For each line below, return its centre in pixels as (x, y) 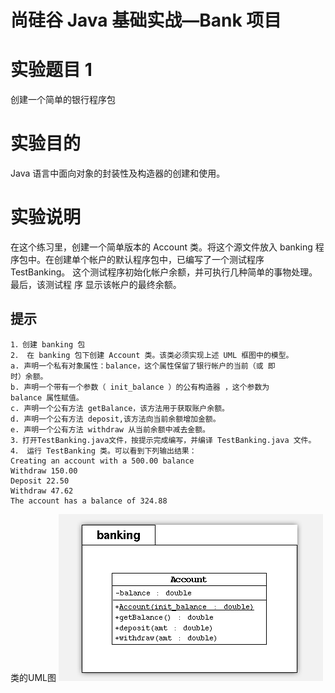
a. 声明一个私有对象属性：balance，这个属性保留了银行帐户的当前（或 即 (143, 366)
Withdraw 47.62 (42, 491)
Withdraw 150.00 (44, 471)
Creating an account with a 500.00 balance (102, 461)
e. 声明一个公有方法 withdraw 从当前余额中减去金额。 (110, 429)
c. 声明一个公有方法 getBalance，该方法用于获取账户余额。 (120, 408)
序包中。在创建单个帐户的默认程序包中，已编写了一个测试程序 (137, 259)
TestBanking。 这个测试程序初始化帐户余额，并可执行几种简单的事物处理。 (164, 272)
